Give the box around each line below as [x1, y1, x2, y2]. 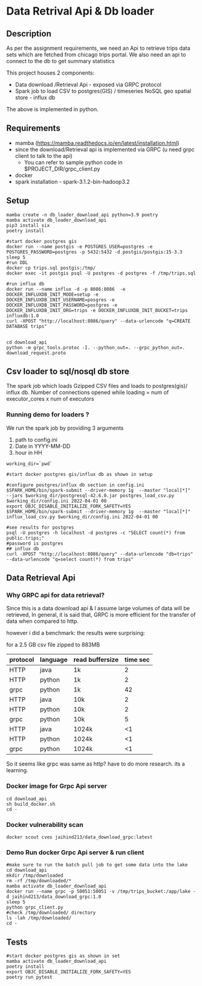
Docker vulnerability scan [6, 820, 83, 829]
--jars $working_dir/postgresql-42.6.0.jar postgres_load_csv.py [6, 492, 174, 498]
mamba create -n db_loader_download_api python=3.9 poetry [6, 211, 158, 218]
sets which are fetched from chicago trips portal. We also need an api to [6, 51, 186, 58]
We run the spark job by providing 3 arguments [6, 424, 124, 432]
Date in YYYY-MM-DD [15, 442, 71, 450]
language [40, 656, 68, 664]
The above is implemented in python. [6, 106, 99, 113]
